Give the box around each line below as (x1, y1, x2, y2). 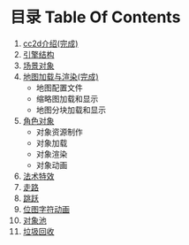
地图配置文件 (35, 82, 83, 93)
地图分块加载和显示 (35, 104, 107, 115)
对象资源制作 (35, 126, 83, 137)
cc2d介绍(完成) (22, 38, 79, 49)
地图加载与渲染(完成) (22, 71, 100, 81)
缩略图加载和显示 (35, 93, 99, 103)
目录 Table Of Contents (10, 7, 181, 27)
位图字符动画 (22, 203, 70, 214)
